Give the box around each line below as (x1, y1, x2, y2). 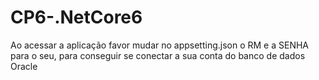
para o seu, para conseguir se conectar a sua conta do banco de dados (10, 49, 306, 61)
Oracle (10, 60, 38, 72)
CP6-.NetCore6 (10, 6, 143, 29)
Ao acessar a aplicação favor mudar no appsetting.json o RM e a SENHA (10, 39, 310, 51)
